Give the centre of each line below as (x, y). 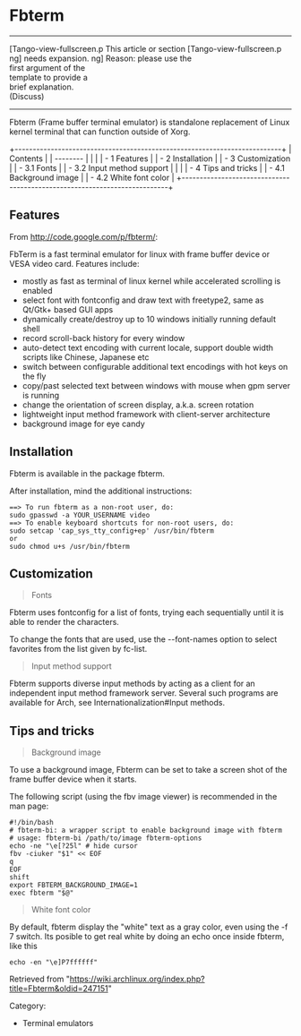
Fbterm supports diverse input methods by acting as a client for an (132, 684)
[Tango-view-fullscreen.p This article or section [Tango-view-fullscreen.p (146, 48)
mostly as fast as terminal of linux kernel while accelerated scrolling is (151, 281)
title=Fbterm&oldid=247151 (59, 989)
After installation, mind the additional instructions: (101, 491)
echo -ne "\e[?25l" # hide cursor (74, 846)
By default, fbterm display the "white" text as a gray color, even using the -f (149, 927)
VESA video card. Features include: (74, 263)
